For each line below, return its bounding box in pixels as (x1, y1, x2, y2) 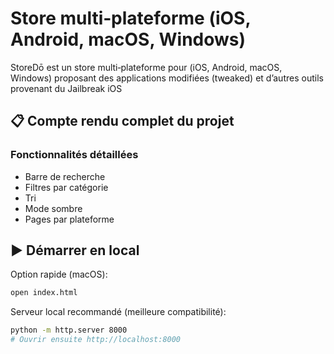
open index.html (10, 288, 78, 298)
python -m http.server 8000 (10, 325, 128, 336)
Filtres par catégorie (24, 181, 109, 193)
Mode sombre (24, 202, 83, 214)
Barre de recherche (24, 170, 106, 182)
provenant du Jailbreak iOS (10, 82, 123, 94)
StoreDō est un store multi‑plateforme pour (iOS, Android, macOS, (10, 61, 283, 73)
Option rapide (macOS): (10, 268, 108, 281)
